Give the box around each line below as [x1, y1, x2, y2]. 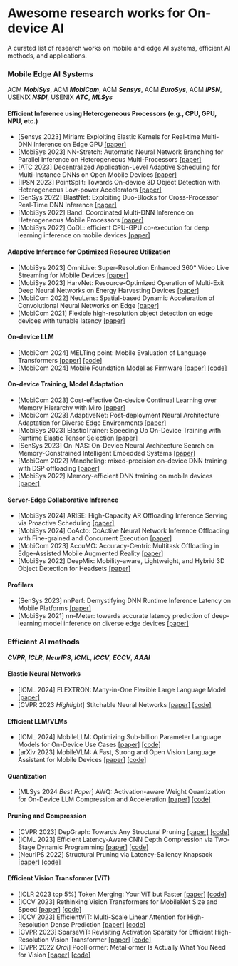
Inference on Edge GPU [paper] [33, 140, 127, 149]
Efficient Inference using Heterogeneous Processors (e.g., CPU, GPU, [7, 109, 217, 118]
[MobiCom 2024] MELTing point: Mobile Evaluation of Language [17, 348, 207, 357]
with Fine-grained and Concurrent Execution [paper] [17, 534, 172, 543]
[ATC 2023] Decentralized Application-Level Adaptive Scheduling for [17, 163, 221, 172]
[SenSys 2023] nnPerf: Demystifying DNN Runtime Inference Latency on [17, 597, 232, 605]
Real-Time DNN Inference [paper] [17, 201, 117, 210]
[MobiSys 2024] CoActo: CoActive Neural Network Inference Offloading [17, 526, 229, 535]
